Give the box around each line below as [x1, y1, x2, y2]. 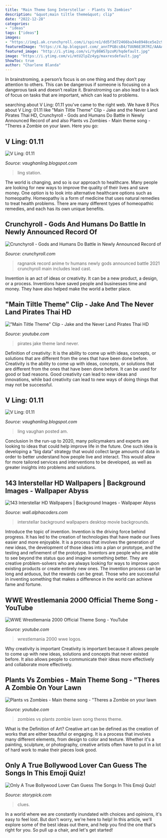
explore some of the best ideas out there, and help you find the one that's [5, 822, 156, 828]
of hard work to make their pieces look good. [5, 747, 97, 753]
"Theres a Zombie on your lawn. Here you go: [5, 123, 98, 129]
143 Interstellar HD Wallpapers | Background [5, 479, 146, 487]
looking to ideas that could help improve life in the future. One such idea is [5, 443, 158, 450]
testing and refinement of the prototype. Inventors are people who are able [5, 550, 159, 556]
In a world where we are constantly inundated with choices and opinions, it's [5, 811, 162, 817]
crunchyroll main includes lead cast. [17, 265, 91, 271]
